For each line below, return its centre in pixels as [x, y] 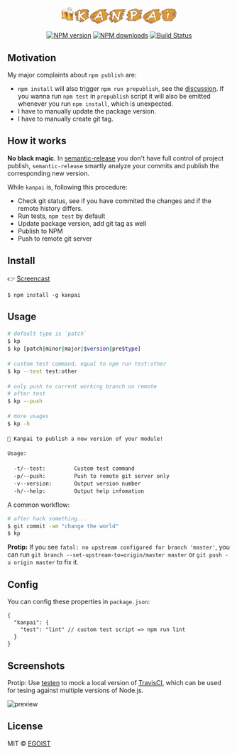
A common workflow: [39, 505]
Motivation [32, 58]
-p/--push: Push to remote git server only [92, 476]
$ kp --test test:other [43, 371]
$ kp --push [25, 401]
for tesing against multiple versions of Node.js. [76, 690]
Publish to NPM [40, 231]
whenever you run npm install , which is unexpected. [95, 104]
